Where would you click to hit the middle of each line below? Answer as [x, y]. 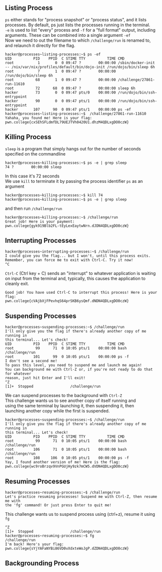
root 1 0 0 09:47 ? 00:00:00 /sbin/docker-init [80, 63]
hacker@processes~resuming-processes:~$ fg [50, 536]
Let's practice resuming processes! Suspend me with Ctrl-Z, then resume [81, 497]
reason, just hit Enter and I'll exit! [45, 378]
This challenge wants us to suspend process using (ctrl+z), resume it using [80, 514]
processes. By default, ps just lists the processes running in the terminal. [78, 25]
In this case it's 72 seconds [32, 176]
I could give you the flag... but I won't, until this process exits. [78, 256]
